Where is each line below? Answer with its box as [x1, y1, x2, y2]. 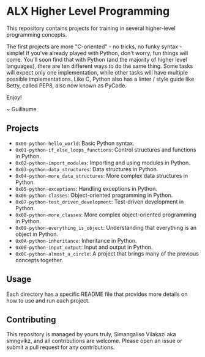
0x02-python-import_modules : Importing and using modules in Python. [15, 159, 191, 166]
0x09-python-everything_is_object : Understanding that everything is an [15, 224, 197, 231]
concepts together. [15, 256, 63, 263]
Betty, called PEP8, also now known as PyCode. [6, 81, 127, 89]
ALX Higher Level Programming [6, 4, 170, 18]
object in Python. [15, 230, 59, 238]
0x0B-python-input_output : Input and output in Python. [15, 243, 153, 251]
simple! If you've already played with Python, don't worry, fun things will [6, 49, 188, 56]
